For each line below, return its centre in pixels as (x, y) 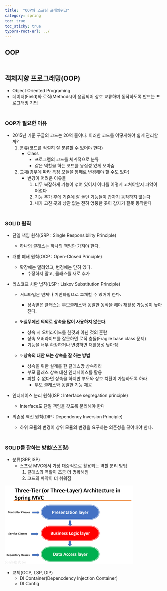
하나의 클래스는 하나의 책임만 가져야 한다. (60, 246)
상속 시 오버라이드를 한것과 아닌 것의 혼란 (67, 332)
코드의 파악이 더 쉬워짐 (49, 478)
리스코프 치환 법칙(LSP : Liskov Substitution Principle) (66, 284)
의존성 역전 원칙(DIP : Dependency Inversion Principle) (68, 416)
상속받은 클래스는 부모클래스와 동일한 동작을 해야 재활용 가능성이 (90, 305)
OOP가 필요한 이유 (26, 123)
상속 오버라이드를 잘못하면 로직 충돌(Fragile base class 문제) (86, 338)
